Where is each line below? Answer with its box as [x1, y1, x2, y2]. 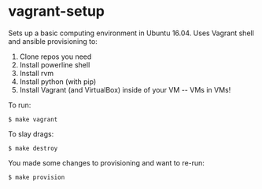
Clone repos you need [19, 52, 92, 61]
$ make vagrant [8, 115, 58, 123]
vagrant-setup [8, 2, 105, 20]
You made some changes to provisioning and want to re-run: [8, 158, 205, 167]
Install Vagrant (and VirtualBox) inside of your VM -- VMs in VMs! [19, 85, 231, 94]
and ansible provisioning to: [8, 36, 98, 45]
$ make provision [8, 173, 65, 181]
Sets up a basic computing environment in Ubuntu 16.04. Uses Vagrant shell [8, 28, 254, 38]
